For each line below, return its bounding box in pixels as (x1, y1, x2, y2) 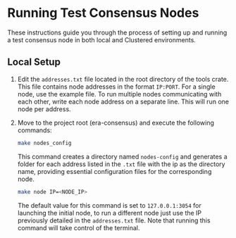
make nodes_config (17, 139, 72, 146)
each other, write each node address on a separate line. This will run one (17, 97, 229, 106)
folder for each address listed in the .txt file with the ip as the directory (17, 160, 225, 168)
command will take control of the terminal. (17, 223, 140, 232)
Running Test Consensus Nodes (7, 5, 199, 21)
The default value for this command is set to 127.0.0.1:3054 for (17, 201, 202, 209)
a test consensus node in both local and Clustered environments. (7, 35, 196, 44)
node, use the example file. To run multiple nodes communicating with (17, 89, 222, 98)
